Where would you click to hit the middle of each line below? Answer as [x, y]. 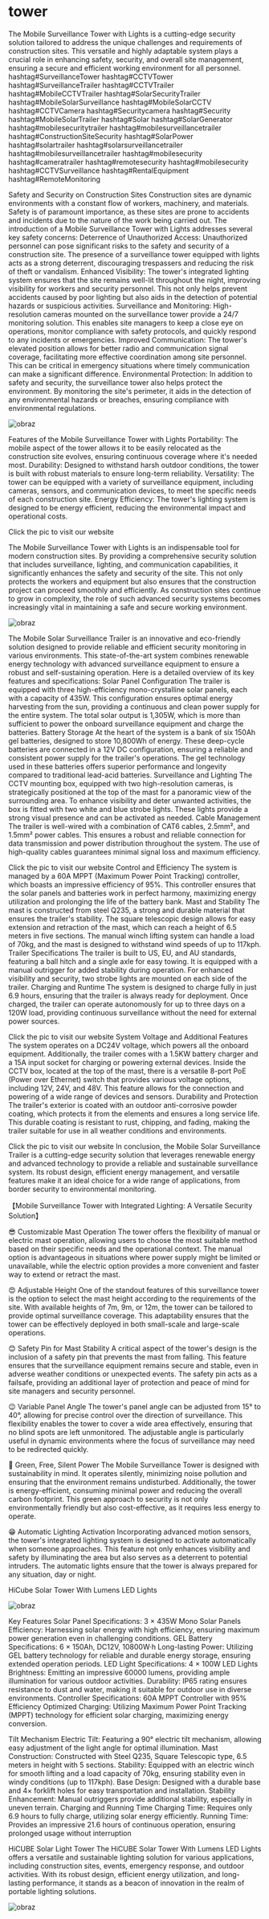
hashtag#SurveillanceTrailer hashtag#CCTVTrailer [91, 85]
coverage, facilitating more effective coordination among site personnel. [128, 357]
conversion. [28, 1724]
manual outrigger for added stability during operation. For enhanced [121, 970]
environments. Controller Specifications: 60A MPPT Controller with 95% [128, 1698]
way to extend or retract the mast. [64, 1274]
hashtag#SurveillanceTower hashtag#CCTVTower [91, 76]
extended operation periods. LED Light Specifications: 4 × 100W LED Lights [133, 1663]
